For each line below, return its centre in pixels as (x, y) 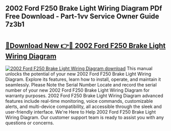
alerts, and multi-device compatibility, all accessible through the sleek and (84, 106)
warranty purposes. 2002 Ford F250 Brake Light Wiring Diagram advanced (84, 96)
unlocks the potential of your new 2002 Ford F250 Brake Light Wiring (78, 74)
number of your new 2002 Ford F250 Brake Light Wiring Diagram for (78, 90)
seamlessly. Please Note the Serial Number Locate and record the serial (81, 85)
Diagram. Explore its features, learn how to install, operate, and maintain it (83, 79)
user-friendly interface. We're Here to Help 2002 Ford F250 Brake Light (81, 112)
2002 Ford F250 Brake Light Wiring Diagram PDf (84, 8)
